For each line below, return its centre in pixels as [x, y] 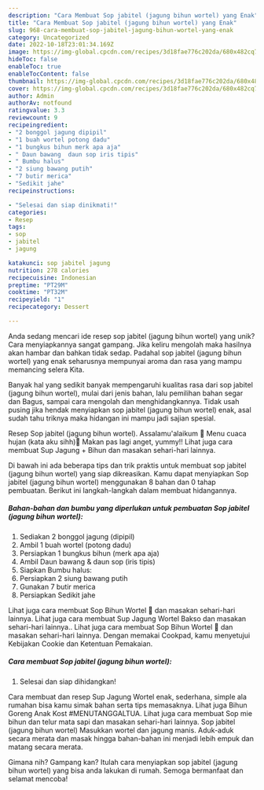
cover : [19, 88]
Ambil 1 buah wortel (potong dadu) [75, 545]
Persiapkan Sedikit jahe [57, 595]
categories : [27, 212]
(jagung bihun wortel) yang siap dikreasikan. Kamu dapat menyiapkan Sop [128, 473]
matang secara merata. [46, 747]
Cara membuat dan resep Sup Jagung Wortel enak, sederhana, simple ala [128, 696]
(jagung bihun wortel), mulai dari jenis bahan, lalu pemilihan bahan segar [126, 393]
